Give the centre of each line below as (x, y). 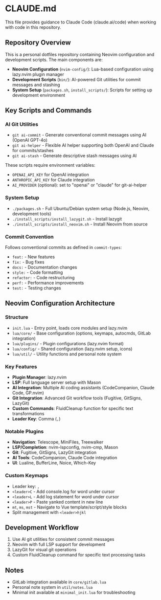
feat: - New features (34, 257)
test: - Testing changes (36, 288)
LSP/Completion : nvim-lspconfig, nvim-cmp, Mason (65, 447)
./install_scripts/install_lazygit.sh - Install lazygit (67, 219)
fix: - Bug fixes (28, 262)
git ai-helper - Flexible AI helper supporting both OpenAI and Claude (83, 145)
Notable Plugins (24, 431)
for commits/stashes (33, 151)
